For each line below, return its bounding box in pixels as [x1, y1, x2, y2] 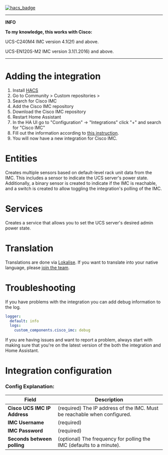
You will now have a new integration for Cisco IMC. [12, 135, 117, 141]
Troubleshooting [5, 282, 76, 293]
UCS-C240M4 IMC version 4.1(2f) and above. [5, 39, 99, 45]
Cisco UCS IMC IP [7, 404, 51, 411]
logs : [9, 323, 21, 328]
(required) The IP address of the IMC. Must [57, 404, 158, 411]
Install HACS [12, 87, 38, 93]
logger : [5, 314, 21, 319]
